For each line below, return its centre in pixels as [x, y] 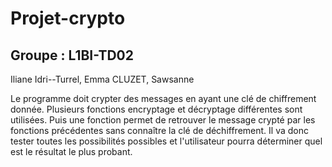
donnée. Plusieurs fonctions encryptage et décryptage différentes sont [156, 109]
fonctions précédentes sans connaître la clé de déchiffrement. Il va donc [159, 130]
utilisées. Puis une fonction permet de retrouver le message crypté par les [163, 120]
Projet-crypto [68, 18]
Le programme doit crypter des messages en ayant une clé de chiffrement [163, 98]
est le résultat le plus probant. [71, 151]
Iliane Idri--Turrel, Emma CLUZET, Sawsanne [102, 79]
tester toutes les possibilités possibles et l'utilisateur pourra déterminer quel [166, 141]
